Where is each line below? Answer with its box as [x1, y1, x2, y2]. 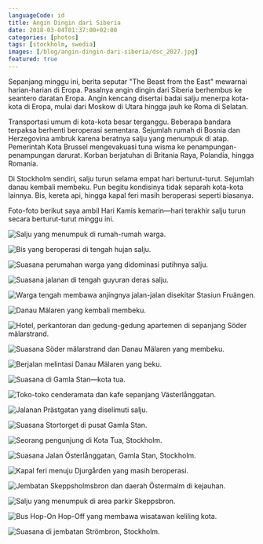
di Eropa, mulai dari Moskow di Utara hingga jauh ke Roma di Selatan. [24, 101, 249, 111]
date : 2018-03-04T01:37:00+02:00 [8, 26, 118, 34]
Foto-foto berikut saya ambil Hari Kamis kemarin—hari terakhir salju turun [8, 206, 246, 215]
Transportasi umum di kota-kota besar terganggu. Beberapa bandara [8, 117, 232, 126]
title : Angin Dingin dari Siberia [8, 19, 122, 27]
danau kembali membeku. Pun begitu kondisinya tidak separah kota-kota [8, 182, 244, 192]
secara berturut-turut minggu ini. [8, 214, 115, 224]
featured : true [8, 56, 58, 64]
